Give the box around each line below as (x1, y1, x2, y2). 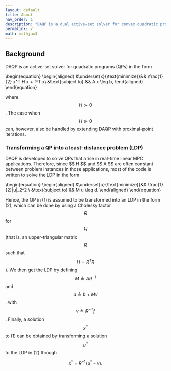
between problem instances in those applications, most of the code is (5, 166, 151, 173)
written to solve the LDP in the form (5, 172, 80, 178)
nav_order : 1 (5, 17, 33, 22)
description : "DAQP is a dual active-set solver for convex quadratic (5, 21, 158, 27)
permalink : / (5, 26, 33, 32)
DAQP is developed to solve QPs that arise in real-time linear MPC (5, 156, 144, 162)
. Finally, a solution (5, 316, 44, 322)
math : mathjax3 (5, 31, 38, 36)
